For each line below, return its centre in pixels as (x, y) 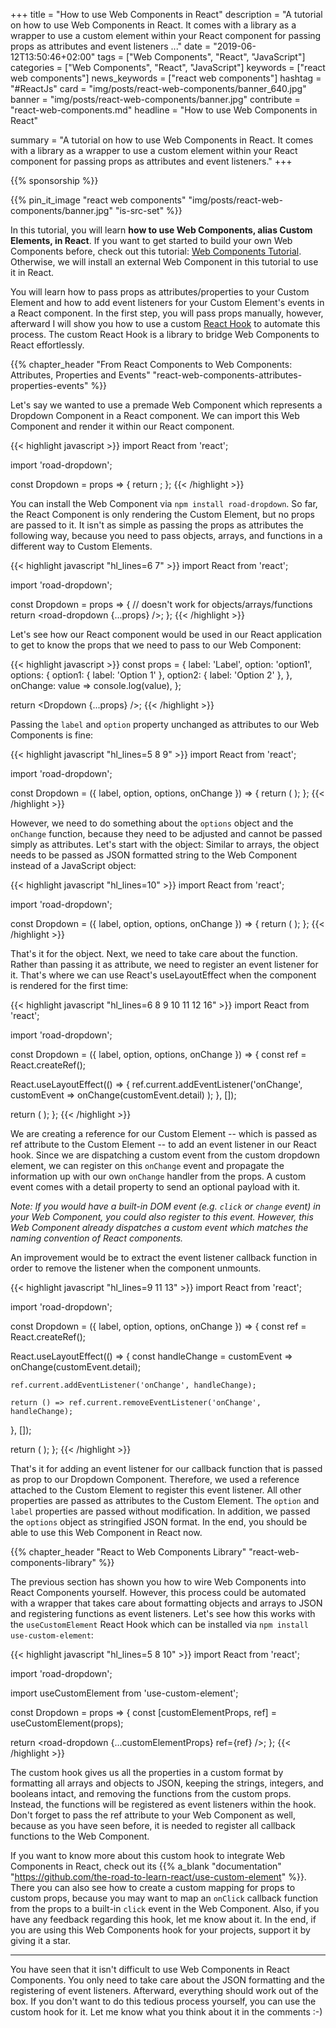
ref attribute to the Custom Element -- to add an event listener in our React (163, 1144)
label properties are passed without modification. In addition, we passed (160, 1511)
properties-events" (49, 385)
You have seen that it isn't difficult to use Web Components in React (150, 1969)
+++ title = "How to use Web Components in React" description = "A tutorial (166, 14)
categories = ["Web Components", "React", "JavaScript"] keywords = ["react (168, 67)
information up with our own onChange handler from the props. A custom (158, 1176)
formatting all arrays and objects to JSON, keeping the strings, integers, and (167, 1783)
